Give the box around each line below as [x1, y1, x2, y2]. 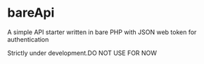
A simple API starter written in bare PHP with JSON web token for [7, 28, 197, 36]
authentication [7, 35, 49, 43]
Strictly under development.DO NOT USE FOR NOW [7, 49, 157, 57]
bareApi [7, 5, 55, 21]
